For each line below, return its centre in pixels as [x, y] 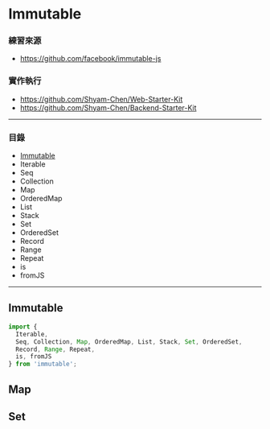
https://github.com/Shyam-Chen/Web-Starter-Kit [101, 99]
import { [23, 327]
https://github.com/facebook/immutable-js [90, 59]
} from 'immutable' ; [43, 364]
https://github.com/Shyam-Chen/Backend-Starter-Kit [108, 107]
